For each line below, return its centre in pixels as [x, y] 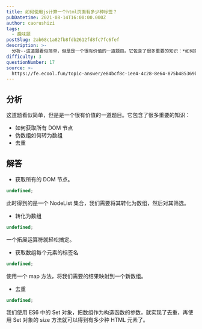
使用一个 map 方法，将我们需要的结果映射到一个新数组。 [76, 276]
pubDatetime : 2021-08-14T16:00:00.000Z [56, 17]
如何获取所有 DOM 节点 [44, 128]
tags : [13, 29]
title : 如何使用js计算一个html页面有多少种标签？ [62, 12]
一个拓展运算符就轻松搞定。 [41, 239]
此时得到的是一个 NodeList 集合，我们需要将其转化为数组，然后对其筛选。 [98, 203]
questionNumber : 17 [31, 62]
